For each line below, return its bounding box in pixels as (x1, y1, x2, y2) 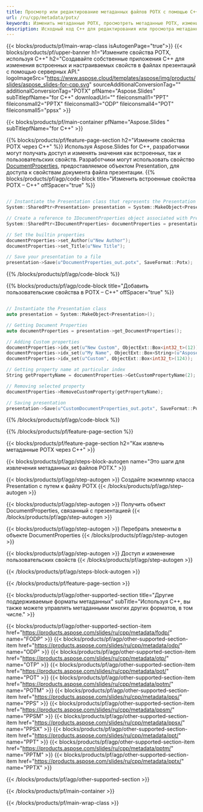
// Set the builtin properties (6, 231, 85, 238)
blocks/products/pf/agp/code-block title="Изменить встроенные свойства (6, 175, 196, 182)
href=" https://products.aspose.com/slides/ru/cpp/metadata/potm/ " (6, 681, 174, 688)
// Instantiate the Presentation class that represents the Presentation (6, 199, 196, 205)
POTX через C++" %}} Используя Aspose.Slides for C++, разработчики (6, 143, 189, 150)
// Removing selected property (6, 383, 85, 389)
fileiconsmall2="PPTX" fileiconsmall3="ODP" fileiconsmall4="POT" (6, 101, 174, 108)
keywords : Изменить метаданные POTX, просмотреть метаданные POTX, (6, 20, 180, 26)
